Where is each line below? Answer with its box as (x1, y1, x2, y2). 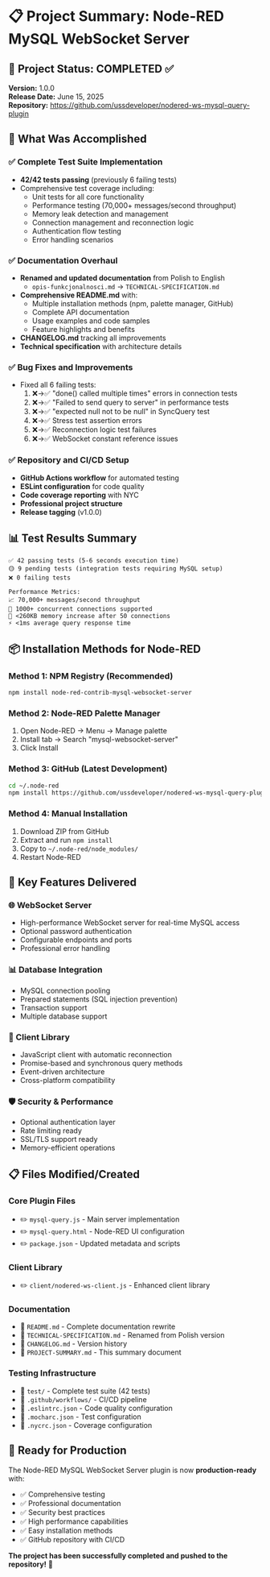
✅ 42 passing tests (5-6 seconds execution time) (8, 557, 179, 565)
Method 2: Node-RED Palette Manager (8, 708, 161, 719)
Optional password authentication (19, 927, 133, 936)
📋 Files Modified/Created (8, 1167, 141, 1181)
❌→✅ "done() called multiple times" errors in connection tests (31, 388, 238, 398)
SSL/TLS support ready (19, 1135, 98, 1144)
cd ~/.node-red (8, 782, 59, 790)
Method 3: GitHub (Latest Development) (8, 763, 168, 774)
